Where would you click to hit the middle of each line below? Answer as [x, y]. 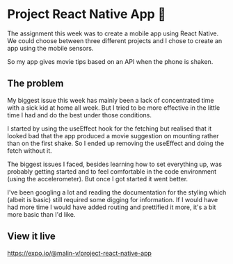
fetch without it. [30, 150]
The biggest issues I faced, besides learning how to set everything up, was [115, 164]
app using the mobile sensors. [50, 48]
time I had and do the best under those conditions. [79, 115]
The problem [35, 84]
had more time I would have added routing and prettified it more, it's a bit [112, 207]
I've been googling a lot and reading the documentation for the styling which [117, 192]
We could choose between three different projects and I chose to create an [115, 40]
